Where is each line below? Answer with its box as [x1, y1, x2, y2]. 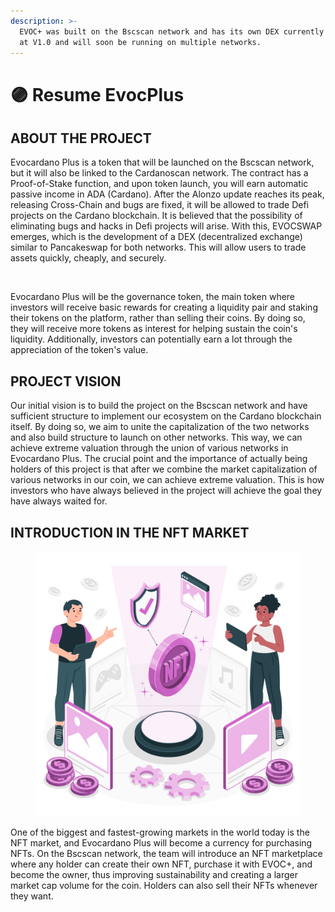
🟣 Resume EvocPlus [10, 83, 185, 106]
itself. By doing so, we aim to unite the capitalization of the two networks [10, 421, 310, 433]
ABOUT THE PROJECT [10, 130, 152, 147]
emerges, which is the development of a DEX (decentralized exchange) [10, 231, 303, 243]
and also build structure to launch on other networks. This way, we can [10, 431, 303, 444]
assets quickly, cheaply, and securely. [10, 252, 167, 264]
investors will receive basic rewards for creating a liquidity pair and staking [10, 301, 318, 314]
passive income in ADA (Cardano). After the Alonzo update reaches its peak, [10, 188, 325, 200]
